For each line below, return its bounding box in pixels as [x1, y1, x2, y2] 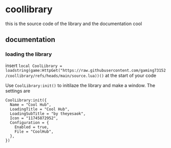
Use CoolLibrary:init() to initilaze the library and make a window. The [5, 82, 155, 88]
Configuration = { [10, 120, 50, 125]
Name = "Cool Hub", [10, 102, 52, 107]
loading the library [5, 51, 52, 58]
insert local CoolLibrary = [5, 62, 62, 69]
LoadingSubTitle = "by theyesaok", [10, 111, 86, 116]
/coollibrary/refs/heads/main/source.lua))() [5, 73, 104, 78]
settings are [5, 88, 31, 94]
